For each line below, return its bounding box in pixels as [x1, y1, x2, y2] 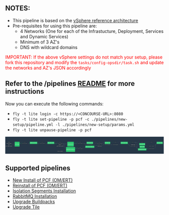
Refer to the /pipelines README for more [5, 79, 135, 88]
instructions [5, 87, 44, 96]
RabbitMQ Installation [12, 193, 57, 199]
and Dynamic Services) [20, 33, 69, 39]
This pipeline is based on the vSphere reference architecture [12, 17, 138, 23]
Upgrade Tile [12, 204, 40, 210]
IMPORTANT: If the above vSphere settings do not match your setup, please [5, 54, 162, 60]
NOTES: [5, 4, 31, 13]
